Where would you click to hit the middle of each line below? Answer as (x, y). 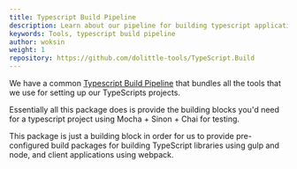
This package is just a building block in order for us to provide (122, 136)
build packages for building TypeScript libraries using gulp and (165, 145)
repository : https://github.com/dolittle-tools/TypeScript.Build (132, 58)
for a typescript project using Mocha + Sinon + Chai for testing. (125, 119)
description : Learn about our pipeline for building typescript (130, 26)
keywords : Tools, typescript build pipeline (92, 33)
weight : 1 (27, 50)
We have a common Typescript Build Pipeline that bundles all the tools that (145, 83)
